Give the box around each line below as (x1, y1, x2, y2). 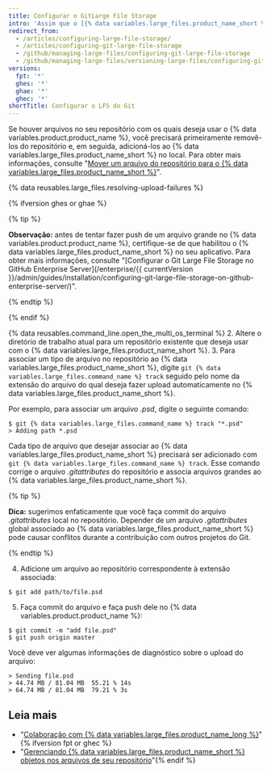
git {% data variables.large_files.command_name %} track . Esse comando (8, 458, 261, 468)
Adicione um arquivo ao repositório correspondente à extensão (19, 564, 231, 574)
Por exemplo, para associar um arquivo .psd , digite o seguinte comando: (8, 404, 249, 414)
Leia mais (8, 708, 58, 722)
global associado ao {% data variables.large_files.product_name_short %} (8, 524, 254, 534)
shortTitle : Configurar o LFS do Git (8, 102, 135, 110)
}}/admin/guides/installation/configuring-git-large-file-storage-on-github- (8, 272, 254, 283)
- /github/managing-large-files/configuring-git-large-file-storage (15, 49, 251, 57)
